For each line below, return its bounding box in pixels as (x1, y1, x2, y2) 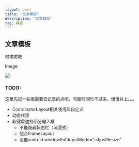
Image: (5, 64, 19, 69)
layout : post (5, 7, 31, 12)
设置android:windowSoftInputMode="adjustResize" (19, 137, 122, 143)
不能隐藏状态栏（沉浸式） (19, 125, 71, 131)
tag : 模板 (5, 20, 23, 26)
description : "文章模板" (5, 16, 52, 21)
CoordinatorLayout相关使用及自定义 (12, 106, 84, 112)
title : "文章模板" (5, 12, 40, 16)
